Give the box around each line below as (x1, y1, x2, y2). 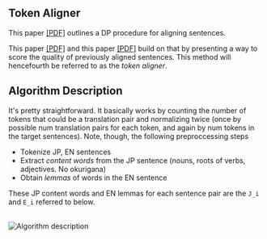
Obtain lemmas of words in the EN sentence (19, 173, 167, 182)
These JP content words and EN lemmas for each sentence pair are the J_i (8, 188, 260, 198)
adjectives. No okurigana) (19, 164, 107, 174)
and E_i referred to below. (8, 197, 95, 207)
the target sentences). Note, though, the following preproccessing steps (8, 131, 249, 140)
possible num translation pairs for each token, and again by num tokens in (8, 123, 255, 132)
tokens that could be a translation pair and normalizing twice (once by (8, 114, 241, 124)
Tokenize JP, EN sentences (19, 147, 112, 157)
